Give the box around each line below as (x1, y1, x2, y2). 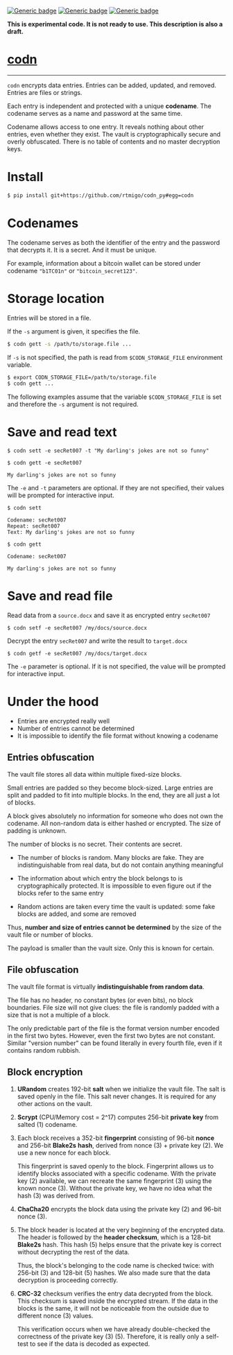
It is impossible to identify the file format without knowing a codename (17, 732, 218, 740)
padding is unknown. (7, 826, 67, 835)
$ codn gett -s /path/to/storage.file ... (7, 340, 132, 347)
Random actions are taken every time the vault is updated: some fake (17, 902, 216, 910)
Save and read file (7, 588, 113, 604)
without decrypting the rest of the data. (17, 1248, 130, 1256)
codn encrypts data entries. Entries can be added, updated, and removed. (7, 80, 217, 89)
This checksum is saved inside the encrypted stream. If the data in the (17, 1297, 218, 1305)
